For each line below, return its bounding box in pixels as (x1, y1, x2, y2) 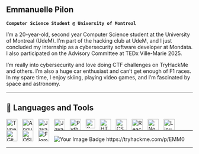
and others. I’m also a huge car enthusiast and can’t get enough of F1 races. (6, 68, 191, 75)
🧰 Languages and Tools (6, 103, 94, 113)
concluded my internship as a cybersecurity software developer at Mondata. (6, 43, 193, 50)
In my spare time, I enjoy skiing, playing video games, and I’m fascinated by (6, 73, 191, 81)
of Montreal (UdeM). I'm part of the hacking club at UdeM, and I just (6, 37, 172, 44)
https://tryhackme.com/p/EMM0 (106, 136, 185, 143)
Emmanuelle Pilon (6, 5, 74, 15)
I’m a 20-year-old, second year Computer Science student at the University (6, 31, 191, 38)
